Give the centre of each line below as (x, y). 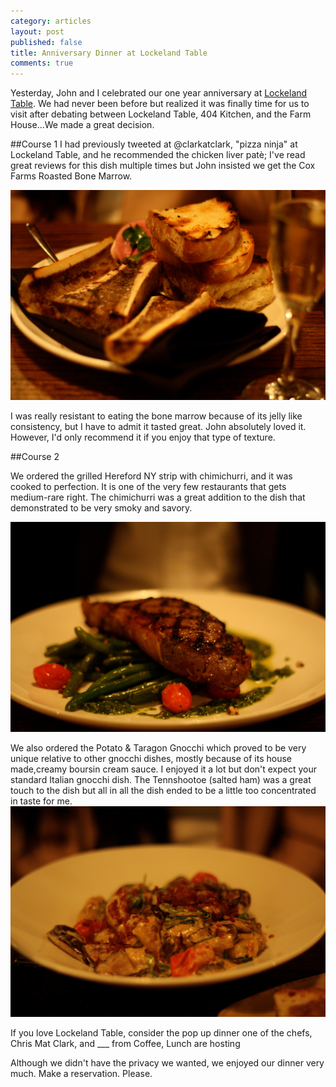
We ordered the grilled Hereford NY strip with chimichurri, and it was (151, 476)
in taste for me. (41, 801)
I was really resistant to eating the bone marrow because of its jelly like (156, 416)
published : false (46, 42)
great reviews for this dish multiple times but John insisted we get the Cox (163, 166)
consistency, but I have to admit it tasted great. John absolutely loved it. (158, 427)
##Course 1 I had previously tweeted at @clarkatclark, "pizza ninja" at (154, 144)
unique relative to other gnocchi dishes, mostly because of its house (151, 759)
